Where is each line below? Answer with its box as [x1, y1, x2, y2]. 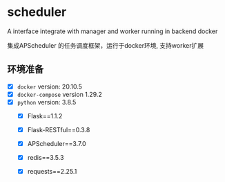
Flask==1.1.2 [27, 111, 63, 120]
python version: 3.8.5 [17, 98, 77, 106]
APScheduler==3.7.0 [27, 140, 86, 148]
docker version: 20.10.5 [17, 82, 83, 91]
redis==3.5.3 [27, 154, 64, 162]
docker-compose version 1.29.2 [17, 90, 102, 98]
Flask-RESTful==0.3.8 [27, 126, 90, 134]
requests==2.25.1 [27, 167, 77, 176]
